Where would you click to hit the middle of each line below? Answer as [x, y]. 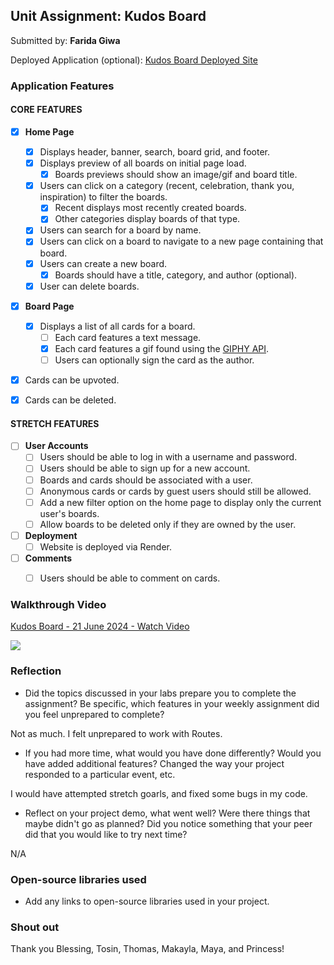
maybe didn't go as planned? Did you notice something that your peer [168, 823]
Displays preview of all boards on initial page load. [143, 163]
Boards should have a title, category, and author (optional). [176, 275]
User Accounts [56, 446]
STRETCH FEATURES [55, 423]
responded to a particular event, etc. [100, 774]
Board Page [49, 306]
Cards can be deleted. [70, 400]
